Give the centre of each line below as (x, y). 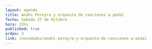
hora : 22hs (17, 24)
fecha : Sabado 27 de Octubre (36, 19)
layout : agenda (21, 10)
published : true (22, 29)
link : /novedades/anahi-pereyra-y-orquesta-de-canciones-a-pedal (76, 39)
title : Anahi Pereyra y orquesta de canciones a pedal (65, 15)
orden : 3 (15, 34)
